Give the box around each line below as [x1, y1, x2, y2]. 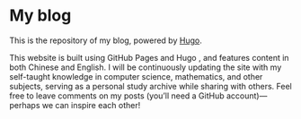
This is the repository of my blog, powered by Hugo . [9, 35, 202, 46]
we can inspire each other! [41, 99, 141, 110]
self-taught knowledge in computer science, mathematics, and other [9, 71, 263, 81]
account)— [226, 90, 268, 101]
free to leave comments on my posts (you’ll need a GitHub [9, 90, 225, 101]
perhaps [9, 99, 40, 110]
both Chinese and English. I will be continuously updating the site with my [9, 62, 282, 72]
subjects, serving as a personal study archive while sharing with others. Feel [9, 81, 292, 91]
